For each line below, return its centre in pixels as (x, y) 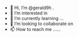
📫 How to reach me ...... (35, 29)
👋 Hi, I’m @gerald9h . (32, 8)
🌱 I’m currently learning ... (37, 18)
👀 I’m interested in (29, 13)
